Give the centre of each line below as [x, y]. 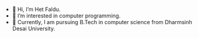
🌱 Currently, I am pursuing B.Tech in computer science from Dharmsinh [102, 22]
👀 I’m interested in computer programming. [66, 16]
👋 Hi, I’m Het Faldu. [36, 9]
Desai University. [33, 28]
